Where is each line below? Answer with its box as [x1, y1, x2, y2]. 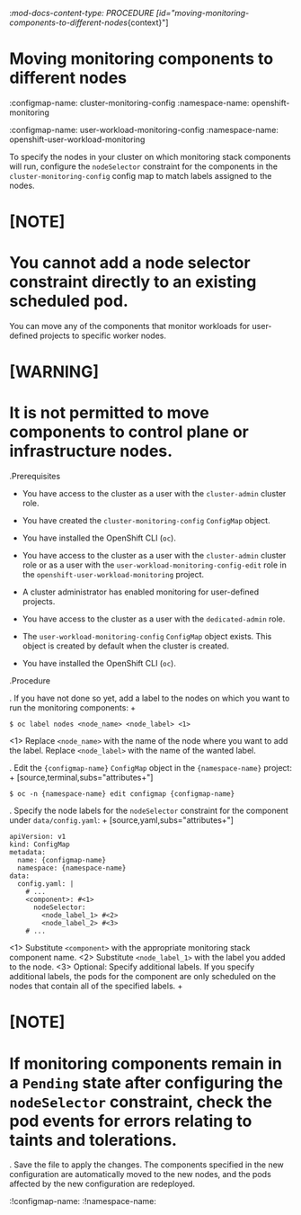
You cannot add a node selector [9, 253, 251, 273]
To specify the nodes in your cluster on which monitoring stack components [9, 151, 291, 162]
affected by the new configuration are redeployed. [9, 1178, 196, 1190]
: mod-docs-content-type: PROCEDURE [9, 8, 155, 18]
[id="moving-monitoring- [155, 8, 250, 18]
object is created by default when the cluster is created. [22, 640, 229, 651]
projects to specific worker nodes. [40, 330, 167, 341]
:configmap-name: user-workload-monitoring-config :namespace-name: [9, 124, 279, 135]
